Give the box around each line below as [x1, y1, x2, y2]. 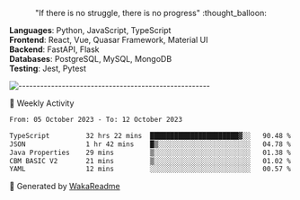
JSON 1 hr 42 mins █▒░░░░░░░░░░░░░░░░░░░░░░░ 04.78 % [9, 139, 292, 149]
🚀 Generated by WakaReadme [9, 181, 120, 192]
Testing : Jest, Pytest [9, 63, 87, 74]
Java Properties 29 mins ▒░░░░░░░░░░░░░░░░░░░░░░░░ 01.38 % [9, 148, 292, 157]
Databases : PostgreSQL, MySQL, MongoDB [9, 54, 172, 64]
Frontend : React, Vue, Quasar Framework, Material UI [9, 35, 208, 45]
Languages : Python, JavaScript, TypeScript [9, 25, 172, 35]
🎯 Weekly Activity [9, 98, 75, 109]
